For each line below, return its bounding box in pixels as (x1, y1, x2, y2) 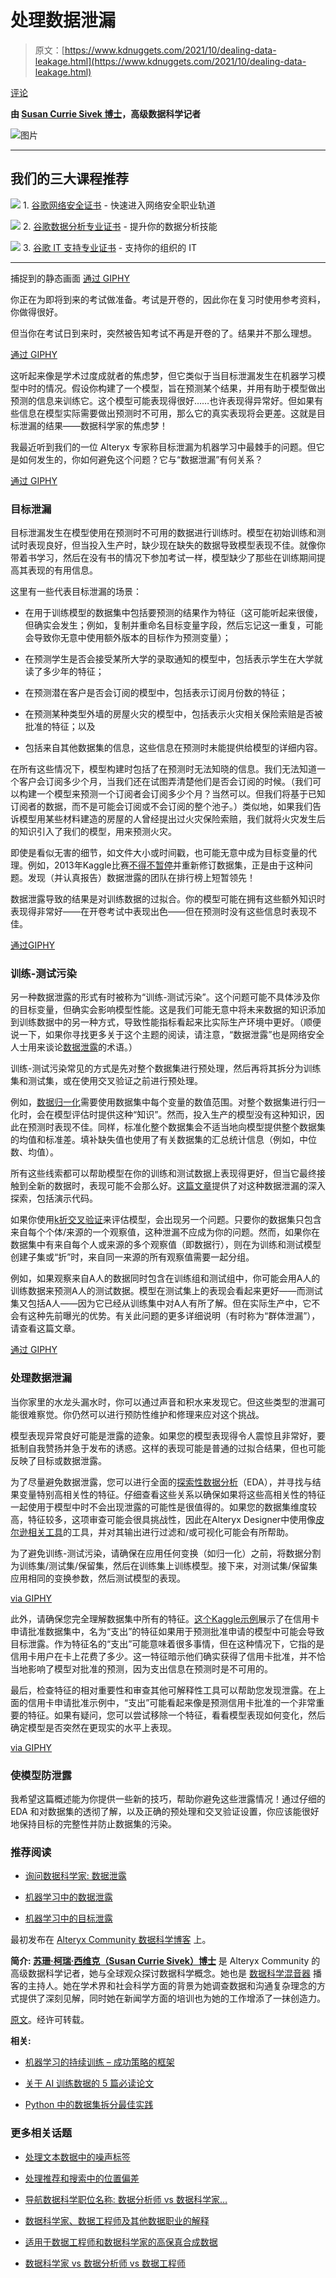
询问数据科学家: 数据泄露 (24, 1870, 127, 1882)
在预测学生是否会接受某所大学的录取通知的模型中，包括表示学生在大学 (24, 653, 315, 665)
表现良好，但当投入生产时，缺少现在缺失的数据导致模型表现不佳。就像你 (27, 539, 326, 551)
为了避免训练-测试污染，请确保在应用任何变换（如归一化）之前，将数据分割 (10, 1547, 322, 1559)
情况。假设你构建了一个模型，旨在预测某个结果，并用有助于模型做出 (44, 382, 326, 394)
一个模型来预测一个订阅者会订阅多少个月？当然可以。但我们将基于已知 (36, 788, 326, 800)
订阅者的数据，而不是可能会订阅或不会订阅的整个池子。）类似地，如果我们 (10, 801, 313, 813)
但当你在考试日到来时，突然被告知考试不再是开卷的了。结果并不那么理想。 (10, 327, 317, 339)
